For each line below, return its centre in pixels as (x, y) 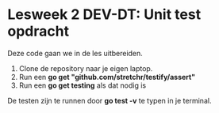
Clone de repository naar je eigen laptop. (86, 68)
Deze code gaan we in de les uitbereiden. (75, 53)
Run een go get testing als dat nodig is (83, 85)
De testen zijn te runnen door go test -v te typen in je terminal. (109, 100)
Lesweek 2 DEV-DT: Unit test (104, 15)
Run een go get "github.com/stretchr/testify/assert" (107, 77)
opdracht (38, 31)
